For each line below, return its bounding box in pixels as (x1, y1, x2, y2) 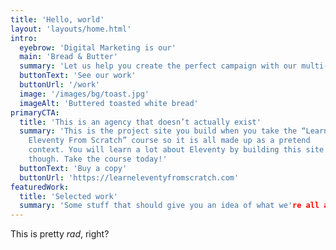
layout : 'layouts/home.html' (10, 24, 132, 34)
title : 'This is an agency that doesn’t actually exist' (19, 117, 262, 127)
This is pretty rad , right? (10, 228, 110, 240)
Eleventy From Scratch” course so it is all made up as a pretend (28, 136, 311, 146)
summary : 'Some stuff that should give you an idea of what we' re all (19, 201, 320, 211)
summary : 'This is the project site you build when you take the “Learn (19, 126, 329, 136)
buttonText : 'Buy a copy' (19, 163, 128, 173)
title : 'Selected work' (19, 191, 118, 201)
